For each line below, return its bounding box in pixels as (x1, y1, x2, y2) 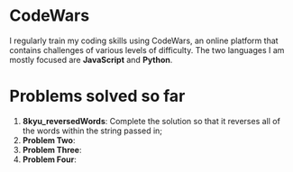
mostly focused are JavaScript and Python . (9, 54, 173, 65)
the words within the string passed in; (22, 125, 163, 136)
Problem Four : (22, 154, 77, 165)
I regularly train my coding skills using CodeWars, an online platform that (9, 35, 279, 46)
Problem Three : (22, 144, 83, 155)
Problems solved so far (9, 86, 186, 106)
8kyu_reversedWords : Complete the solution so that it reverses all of (22, 115, 281, 126)
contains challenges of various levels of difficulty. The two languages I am (9, 44, 285, 55)
